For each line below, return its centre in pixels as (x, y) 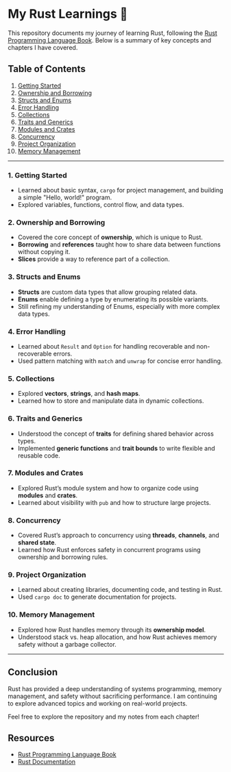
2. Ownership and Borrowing (57, 222)
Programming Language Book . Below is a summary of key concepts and (110, 40)
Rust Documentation (47, 762)
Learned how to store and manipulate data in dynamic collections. (111, 401)
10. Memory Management (51, 614)
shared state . (37, 543)
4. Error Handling (37, 332)
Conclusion (33, 672)
